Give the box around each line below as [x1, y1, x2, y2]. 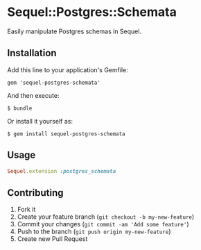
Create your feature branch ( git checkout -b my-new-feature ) [17, 212, 195, 221]
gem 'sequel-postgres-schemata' [7, 79, 101, 86]
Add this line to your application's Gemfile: [7, 65, 128, 74]
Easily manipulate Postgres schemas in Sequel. [7, 27, 142, 35]
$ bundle [7, 105, 33, 112]
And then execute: [7, 91, 60, 99]
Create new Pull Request [17, 235, 88, 243]
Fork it [17, 206, 36, 214]
